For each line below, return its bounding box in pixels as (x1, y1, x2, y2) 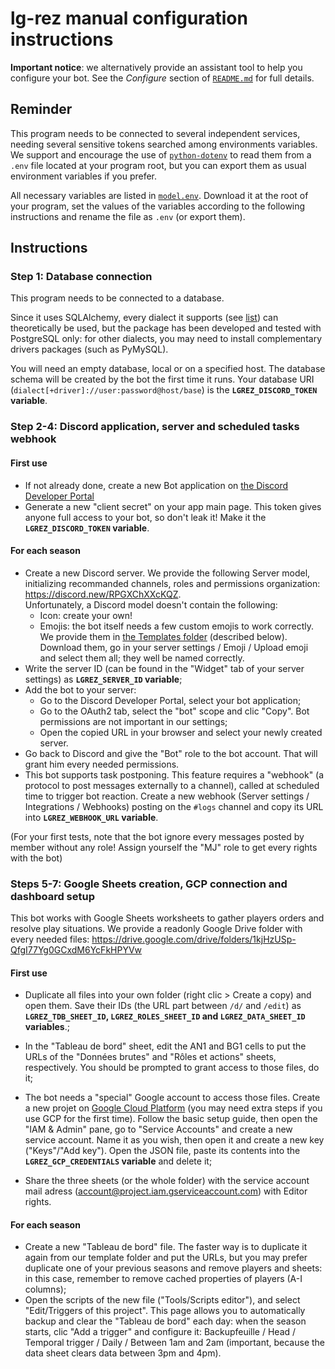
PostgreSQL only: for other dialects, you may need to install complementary (10, 333, 322, 345)
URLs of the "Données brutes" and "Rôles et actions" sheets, (24, 1051, 277, 1063)
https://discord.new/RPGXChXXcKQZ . (24, 588, 182, 600)
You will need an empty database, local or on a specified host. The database (10, 363, 326, 375)
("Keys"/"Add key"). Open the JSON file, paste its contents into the (24, 1145, 301, 1157)
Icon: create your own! (39, 609, 133, 621)
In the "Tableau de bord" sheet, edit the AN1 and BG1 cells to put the (24, 1040, 307, 1052)
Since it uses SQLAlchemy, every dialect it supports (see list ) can (10, 312, 279, 324)
